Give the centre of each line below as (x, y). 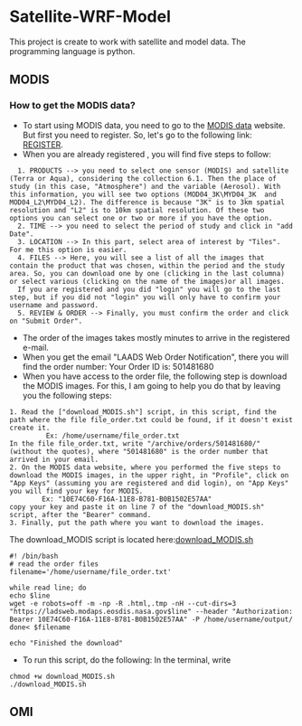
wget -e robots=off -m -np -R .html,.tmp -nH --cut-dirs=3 (123, 603)
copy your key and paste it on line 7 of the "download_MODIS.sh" (137, 507)
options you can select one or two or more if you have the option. (141, 218)
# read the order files (54, 564)
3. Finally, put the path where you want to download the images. (137, 523)
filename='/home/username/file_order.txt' (90, 571)
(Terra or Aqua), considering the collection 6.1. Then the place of (143, 178)
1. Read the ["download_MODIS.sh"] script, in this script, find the (143, 412)
